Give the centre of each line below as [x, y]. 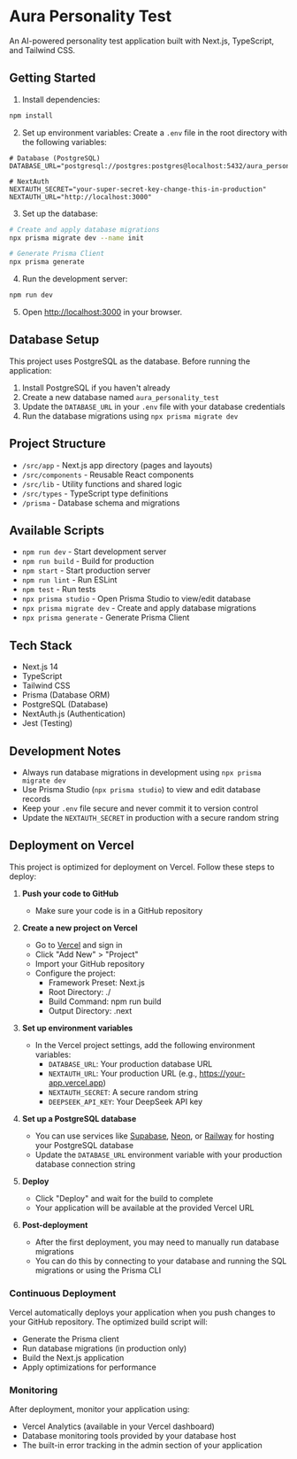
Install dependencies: [61, 99]
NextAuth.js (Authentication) [74, 714]
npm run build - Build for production [88, 561]
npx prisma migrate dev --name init [76, 238]
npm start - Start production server [86, 571]
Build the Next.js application [73, 1358]
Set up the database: [60, 213]
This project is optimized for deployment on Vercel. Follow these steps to [142, 867]
